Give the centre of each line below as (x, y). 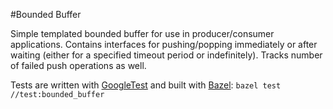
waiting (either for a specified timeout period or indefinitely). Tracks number (166, 55)
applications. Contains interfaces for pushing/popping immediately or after (164, 44)
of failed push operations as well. (78, 65)
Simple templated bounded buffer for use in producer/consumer (142, 33)
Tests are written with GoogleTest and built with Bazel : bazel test (146, 85)
